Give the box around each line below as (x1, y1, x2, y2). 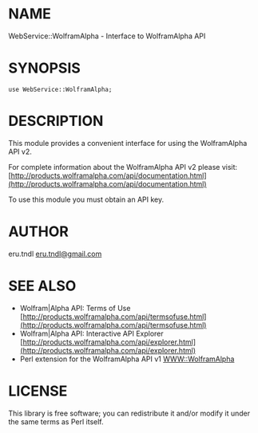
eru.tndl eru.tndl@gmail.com (8, 249, 102, 258)
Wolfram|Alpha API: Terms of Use (19, 303, 131, 313)
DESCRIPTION (8, 112, 104, 130)
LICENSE (8, 382, 68, 400)
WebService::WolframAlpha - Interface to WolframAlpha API (8, 31, 206, 41)
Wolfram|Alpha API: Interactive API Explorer (19, 329, 164, 338)
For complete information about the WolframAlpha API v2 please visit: (8, 162, 238, 171)
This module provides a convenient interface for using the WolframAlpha (8, 138, 248, 148)
